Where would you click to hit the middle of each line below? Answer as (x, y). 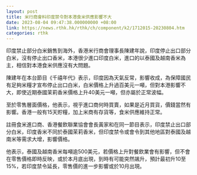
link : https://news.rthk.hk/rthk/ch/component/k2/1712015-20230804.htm (95, 28)
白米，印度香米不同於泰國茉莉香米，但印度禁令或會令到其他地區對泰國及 (98, 132)
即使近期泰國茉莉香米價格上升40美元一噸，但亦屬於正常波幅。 (91, 92)
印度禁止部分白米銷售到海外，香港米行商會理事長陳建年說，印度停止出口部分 (98, 51)
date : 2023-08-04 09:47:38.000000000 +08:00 (61, 22)
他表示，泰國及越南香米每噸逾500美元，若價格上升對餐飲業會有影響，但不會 (98, 152)
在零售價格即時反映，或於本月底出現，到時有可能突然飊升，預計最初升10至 (96, 159)
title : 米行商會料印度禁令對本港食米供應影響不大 (59, 17)
